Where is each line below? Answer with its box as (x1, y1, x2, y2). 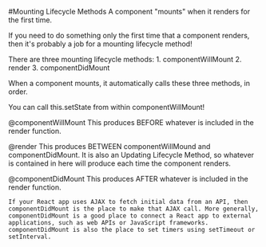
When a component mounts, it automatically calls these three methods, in (8, 79, 250, 88)
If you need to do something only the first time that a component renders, (8, 31, 250, 40)
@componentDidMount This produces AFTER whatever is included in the (8, 174, 249, 183)
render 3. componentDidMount (8, 63, 110, 73)
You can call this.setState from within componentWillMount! (8, 103, 205, 112)
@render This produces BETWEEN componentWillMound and (8, 142, 211, 151)
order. (8, 87, 28, 96)
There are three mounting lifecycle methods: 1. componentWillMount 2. (8, 55, 242, 64)
